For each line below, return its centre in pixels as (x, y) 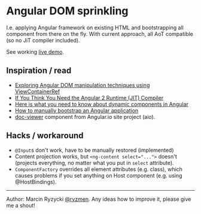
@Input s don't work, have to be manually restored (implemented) (95, 150)
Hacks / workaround (45, 136)
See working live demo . (35, 51)
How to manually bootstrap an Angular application (77, 110)
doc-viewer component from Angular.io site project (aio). (85, 117)
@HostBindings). (36, 182)
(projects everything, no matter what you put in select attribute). (95, 163)
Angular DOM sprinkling (67, 11)
